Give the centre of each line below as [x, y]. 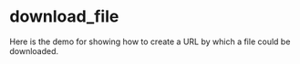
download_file [64, 17]
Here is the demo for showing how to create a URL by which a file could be [150, 41]
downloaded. [34, 50]
